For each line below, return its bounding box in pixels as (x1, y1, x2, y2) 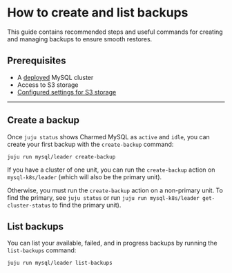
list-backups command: (7, 246, 77, 254)
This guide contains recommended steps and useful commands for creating (7, 28, 223, 36)
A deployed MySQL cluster (17, 73, 94, 81)
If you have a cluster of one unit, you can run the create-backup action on (7, 165, 215, 174)
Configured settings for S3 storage (17, 88, 117, 96)
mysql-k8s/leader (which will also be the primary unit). (7, 172, 162, 181)
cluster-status (7, 202, 51, 209)
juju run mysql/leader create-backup (7, 153, 116, 160)
